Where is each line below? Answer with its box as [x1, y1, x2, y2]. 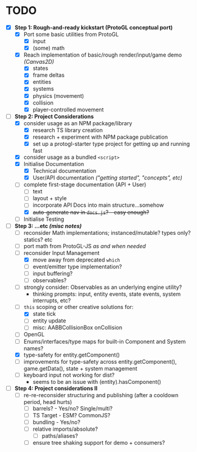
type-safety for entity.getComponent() [23, 351, 120, 358]
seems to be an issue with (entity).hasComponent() [32, 378, 162, 385]
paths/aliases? [41, 433, 78, 440]
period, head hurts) [23, 398, 72, 405]
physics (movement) [32, 92, 85, 99]
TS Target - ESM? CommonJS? [32, 411, 111, 419]
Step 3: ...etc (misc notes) [14, 222, 82, 229]
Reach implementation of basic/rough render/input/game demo [23, 51, 182, 58]
